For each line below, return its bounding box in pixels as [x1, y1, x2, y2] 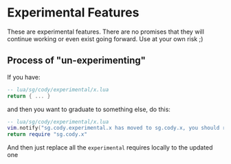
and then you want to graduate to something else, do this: [7, 105, 170, 113]
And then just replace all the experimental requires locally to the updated [7, 143, 213, 152]
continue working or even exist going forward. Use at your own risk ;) [7, 34, 203, 43]
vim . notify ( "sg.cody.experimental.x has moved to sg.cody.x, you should [7, 125, 220, 132]
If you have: [7, 73, 41, 81]
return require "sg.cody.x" [7, 131, 88, 138]
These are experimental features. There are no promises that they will [7, 27, 205, 36]
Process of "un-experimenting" [7, 55, 146, 67]
